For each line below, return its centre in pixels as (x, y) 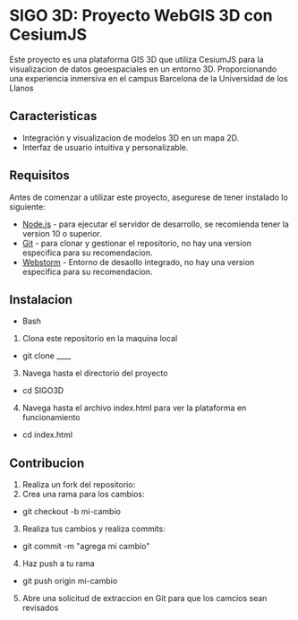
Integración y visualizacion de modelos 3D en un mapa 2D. (131, 138)
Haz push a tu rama (59, 564)
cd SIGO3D (43, 391)
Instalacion (41, 300)
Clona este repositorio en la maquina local (100, 339)
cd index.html (47, 435)
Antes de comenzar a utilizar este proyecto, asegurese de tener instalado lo (149, 197)
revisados (40, 608)
